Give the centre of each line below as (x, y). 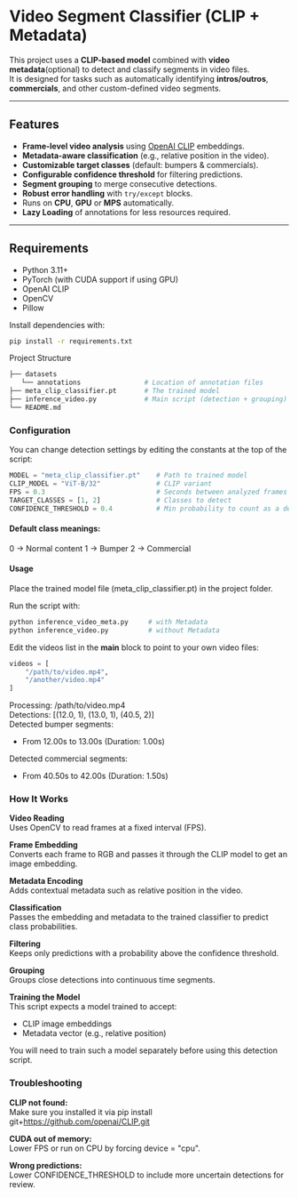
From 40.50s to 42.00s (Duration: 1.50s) (95, 776)
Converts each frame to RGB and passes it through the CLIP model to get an (149, 855)
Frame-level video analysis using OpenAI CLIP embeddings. (133, 146)
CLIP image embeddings (67, 1024)
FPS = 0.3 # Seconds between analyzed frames (149, 492)
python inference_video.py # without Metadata (114, 630)
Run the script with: (45, 606)
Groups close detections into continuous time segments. (112, 980)
